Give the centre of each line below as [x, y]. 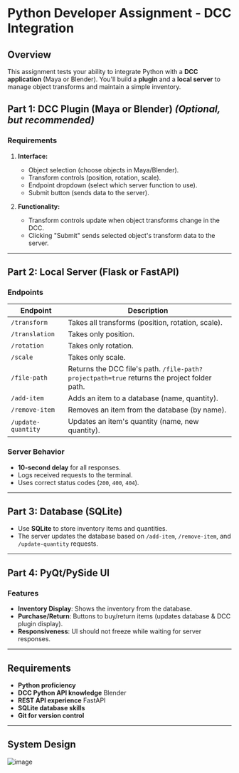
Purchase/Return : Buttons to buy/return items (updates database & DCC [124, 616]
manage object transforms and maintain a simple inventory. [94, 87]
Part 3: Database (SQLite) [65, 512]
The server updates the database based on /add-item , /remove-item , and [124, 536]
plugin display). [40, 624]
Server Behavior [36, 452]
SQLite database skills [51, 707]
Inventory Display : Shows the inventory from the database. [105, 609]
